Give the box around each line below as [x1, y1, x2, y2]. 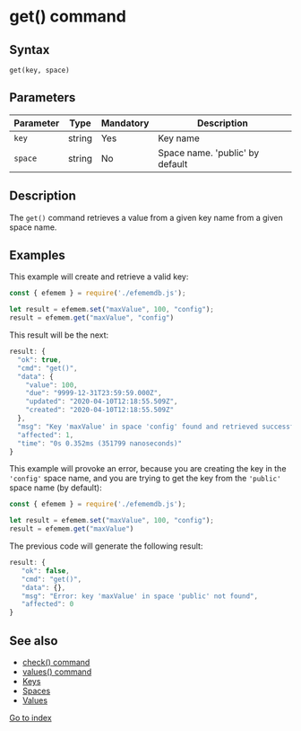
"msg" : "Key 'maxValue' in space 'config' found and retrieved [17, 422, 258, 431]
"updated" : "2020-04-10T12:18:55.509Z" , [25, 397, 178, 406]
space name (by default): [9, 482, 102, 493]
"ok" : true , [17, 355, 63, 365]
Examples [9, 248, 65, 263]
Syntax [9, 42, 50, 57]
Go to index [9, 712, 52, 723]
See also [9, 633, 58, 648]
